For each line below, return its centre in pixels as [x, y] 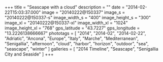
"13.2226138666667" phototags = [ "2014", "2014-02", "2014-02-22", [75, 33]
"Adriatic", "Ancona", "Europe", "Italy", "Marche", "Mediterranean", [72, 38]
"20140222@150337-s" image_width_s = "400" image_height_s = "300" [78, 17]
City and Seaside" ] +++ [29, 54]
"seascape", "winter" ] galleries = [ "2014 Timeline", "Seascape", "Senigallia [81, 49]
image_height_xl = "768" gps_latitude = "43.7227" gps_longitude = [72, 28]
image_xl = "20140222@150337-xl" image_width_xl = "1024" [66, 23]
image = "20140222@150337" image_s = [83, 12]
